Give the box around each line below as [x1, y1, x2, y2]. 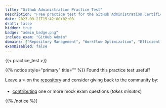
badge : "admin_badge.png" [5, 30, 58, 35]
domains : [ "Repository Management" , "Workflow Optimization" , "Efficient [5, 39, 161, 44]
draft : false [5, 21, 32, 26]
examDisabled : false [5, 44, 48, 49]
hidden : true [5, 26, 32, 31]
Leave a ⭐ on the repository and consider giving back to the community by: [5, 77, 159, 83]
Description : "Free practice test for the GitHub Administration [5, 12, 142, 17]
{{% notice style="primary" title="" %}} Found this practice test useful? [5, 67, 151, 73]
